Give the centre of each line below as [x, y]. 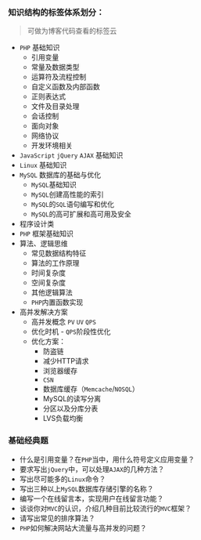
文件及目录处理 [55, 107]
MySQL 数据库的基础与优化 [60, 175]
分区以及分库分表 [70, 408]
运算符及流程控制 [59, 77]
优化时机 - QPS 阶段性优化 [71, 332]
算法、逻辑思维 [43, 244]
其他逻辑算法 [52, 292]
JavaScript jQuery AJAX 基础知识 [71, 155]
